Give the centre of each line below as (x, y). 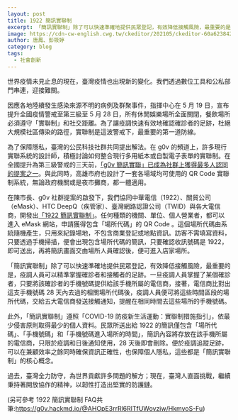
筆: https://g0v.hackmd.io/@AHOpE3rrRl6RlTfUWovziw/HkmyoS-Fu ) (106, 408)
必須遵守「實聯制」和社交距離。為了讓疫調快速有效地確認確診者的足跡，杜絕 (119, 123)
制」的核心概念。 (32, 360)
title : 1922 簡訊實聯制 (40, 21)
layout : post (27, 14)
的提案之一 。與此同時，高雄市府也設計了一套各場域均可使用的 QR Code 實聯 (118, 173)
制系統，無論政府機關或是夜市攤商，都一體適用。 (79, 182)
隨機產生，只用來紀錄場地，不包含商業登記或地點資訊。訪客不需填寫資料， (122, 233)
